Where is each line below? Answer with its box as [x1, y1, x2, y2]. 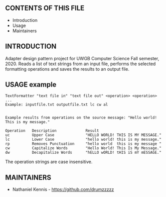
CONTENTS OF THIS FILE [5, 4, 85, 12]
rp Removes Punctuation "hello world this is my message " [5, 141, 162, 146]
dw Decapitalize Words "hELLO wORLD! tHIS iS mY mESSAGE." [5, 150, 162, 155]
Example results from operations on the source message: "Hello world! [5, 115, 157, 120]
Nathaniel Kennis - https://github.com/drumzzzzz [12, 187, 114, 193]
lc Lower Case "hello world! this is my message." [5, 137, 162, 142]
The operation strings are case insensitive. [5, 159, 93, 165]
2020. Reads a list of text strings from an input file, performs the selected [5, 61, 156, 67]
